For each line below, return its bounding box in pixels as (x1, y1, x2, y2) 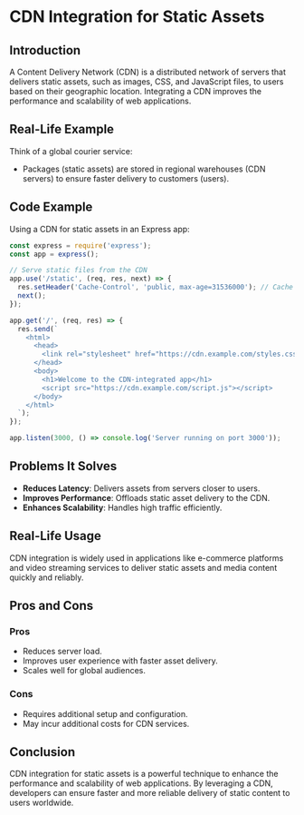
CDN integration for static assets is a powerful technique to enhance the (9, 769, 279, 780)
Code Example (9, 200, 93, 215)
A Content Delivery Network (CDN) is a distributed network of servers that (9, 66, 287, 77)
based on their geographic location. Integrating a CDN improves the (9, 86, 262, 96)
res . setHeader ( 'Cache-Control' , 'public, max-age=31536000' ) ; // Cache (17, 283, 294, 292)
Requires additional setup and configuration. (22, 708, 188, 719)
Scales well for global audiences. (22, 665, 147, 676)
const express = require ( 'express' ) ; (9, 241, 152, 250)
